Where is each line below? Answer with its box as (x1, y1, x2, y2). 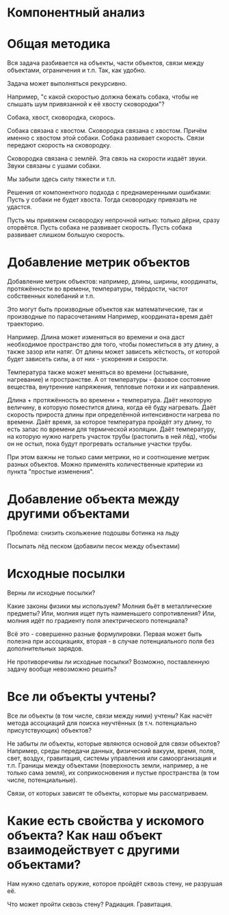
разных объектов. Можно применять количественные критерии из (7, 461, 203, 469)
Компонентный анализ (7, 5, 146, 21)
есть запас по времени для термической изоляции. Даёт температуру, (7, 425, 216, 433)
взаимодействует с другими (7, 842, 180, 858)
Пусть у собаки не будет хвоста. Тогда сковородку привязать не (7, 195, 197, 204)
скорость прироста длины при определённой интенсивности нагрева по (7, 411, 220, 419)
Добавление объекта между (7, 491, 180, 507)
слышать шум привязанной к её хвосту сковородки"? (7, 100, 165, 108)
